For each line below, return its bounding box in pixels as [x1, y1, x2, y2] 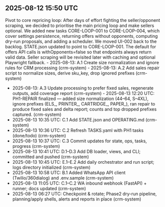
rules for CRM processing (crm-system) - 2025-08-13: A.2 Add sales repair [5, 65, 160, 71]
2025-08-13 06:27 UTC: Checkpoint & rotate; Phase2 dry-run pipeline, [12, 191, 157, 197]
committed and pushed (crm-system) [12, 154, 89, 160]
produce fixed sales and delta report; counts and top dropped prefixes [12, 106, 157, 112]
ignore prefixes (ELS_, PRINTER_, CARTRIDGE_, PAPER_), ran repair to [12, 101, 156, 106]
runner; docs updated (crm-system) [12, 185, 86, 191]
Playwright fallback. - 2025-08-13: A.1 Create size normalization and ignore [5, 59, 159, 65]
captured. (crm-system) [12, 111, 62, 117]
